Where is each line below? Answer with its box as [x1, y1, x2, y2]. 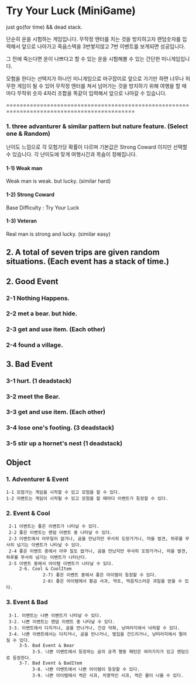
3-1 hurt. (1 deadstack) [6, 376, 72, 384]
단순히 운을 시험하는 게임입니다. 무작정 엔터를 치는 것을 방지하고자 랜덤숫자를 [6, 35, 181, 42]
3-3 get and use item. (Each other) [6, 408, 106, 416]
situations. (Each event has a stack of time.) [6, 256, 170, 267]
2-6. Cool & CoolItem [19, 566, 72, 572]
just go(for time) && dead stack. [6, 23, 83, 30]
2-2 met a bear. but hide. [6, 310, 78, 318]
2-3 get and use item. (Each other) [6, 325, 105, 334]
